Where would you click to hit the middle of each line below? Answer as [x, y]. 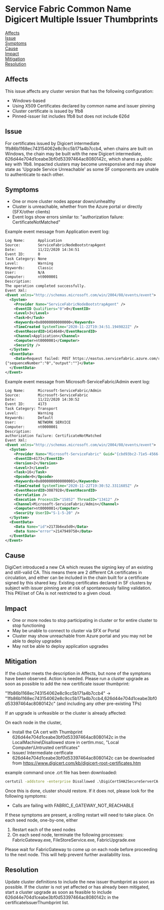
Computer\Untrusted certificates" [46, 747]
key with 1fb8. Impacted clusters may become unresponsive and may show [81, 164]
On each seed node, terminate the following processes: [68, 835]
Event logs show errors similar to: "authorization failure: [68, 217]
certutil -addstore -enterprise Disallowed [50, 781]
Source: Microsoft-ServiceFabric [47, 395]
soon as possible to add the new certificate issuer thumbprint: [67, 683]
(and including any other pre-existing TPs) [99, 703]
